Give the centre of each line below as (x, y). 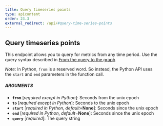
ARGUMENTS (19, 85)
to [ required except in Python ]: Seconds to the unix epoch (71, 103)
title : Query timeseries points (38, 9)
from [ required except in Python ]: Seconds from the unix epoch (75, 98)
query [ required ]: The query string (46, 118)
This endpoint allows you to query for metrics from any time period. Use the (81, 54)
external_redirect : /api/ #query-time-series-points (59, 23)
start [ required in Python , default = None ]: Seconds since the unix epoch (85, 108)
